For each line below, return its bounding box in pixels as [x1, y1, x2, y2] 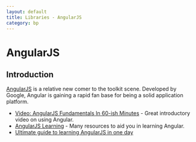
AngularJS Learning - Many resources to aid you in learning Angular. [14, 122, 185, 129]
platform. [6, 98, 29, 105]
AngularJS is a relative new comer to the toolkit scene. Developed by [6, 85, 177, 93]
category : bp [6, 20, 39, 26]
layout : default [6, 8, 47, 15]
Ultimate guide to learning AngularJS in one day [14, 129, 133, 136]
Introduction [6, 70, 54, 80]
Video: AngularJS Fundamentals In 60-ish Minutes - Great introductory [14, 110, 191, 117]
